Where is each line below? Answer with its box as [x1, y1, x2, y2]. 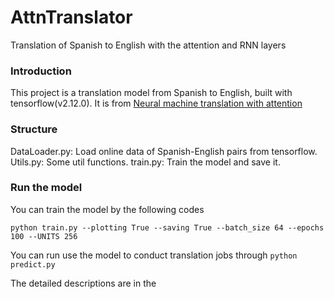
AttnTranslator [10, 6, 133, 29]
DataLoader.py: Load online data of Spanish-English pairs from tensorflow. [10, 145, 318, 157]
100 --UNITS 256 [10, 231, 78, 241]
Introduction [10, 64, 72, 78]
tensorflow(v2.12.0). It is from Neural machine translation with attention [10, 97, 303, 110]
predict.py [10, 259, 56, 270]
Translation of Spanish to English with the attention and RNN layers [10, 39, 287, 51]
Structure [10, 122, 58, 136]
